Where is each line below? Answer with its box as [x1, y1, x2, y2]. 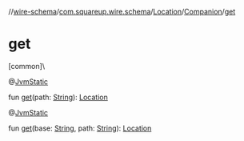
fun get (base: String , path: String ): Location [8, 123, 152, 133]
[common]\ [8, 61, 46, 70]
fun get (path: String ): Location [8, 92, 108, 102]
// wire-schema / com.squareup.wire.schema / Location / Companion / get [8, 7, 236, 16]
